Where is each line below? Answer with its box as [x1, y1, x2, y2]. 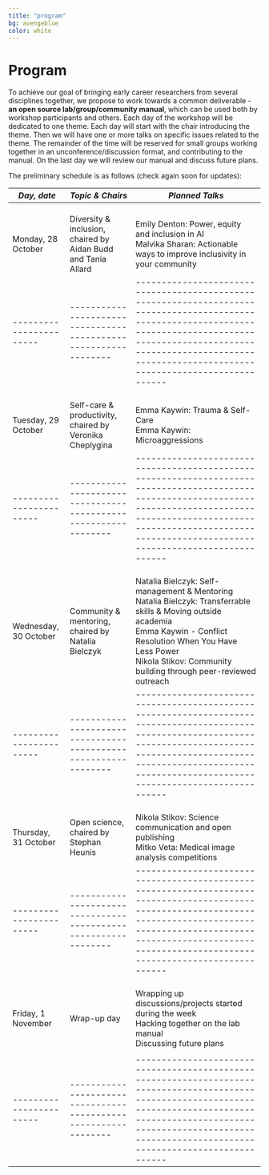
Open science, [69, 817, 124, 828]
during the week [135, 1008, 197, 1019]
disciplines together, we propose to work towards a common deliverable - [8, 96, 252, 106]
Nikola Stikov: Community [135, 656, 232, 667]
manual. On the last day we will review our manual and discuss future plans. [8, 155, 259, 165]
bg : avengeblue [8, 19, 59, 27]
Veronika [69, 430, 103, 441]
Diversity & [69, 214, 110, 225]
